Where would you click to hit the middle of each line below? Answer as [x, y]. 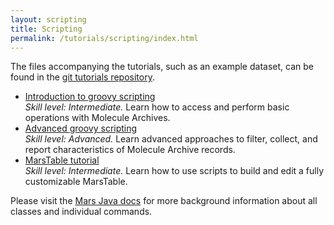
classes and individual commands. [81, 212]
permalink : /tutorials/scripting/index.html [104, 38]
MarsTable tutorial [62, 160]
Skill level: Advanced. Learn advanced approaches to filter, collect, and [171, 139]
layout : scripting [48, 19]
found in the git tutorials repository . [82, 77]
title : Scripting [46, 29]
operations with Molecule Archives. [97, 118]
